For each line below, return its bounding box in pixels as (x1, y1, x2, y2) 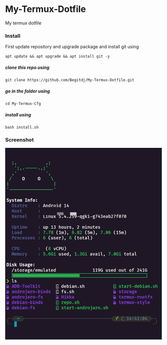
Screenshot (5, 136, 34, 143)
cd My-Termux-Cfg (5, 101, 41, 107)
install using (5, 112, 31, 117)
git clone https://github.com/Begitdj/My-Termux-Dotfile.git (5, 78, 135, 83)
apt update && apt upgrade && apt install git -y (5, 54, 110, 59)
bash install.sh (5, 125, 39, 130)
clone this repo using (5, 64, 50, 70)
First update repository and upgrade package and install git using (5, 44, 139, 50)
